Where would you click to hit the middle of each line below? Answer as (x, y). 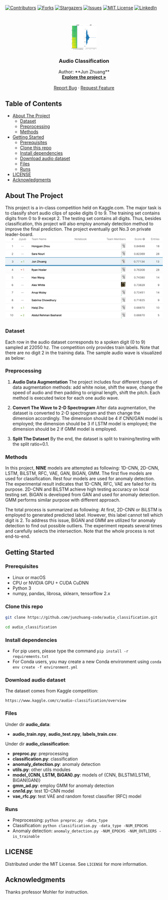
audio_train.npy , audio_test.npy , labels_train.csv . (65, 734)
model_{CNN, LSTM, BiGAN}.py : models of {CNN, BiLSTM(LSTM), (81, 775)
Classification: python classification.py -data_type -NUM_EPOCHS (80, 826)
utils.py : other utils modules (41, 769)
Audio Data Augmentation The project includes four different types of (85, 382)
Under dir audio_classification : (37, 744)
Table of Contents (34, 104)
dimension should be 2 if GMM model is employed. (65, 429)
